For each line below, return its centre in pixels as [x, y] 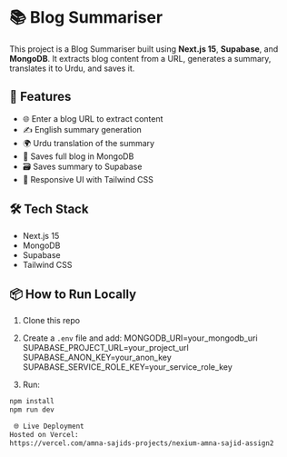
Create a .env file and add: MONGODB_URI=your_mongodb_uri [140, 338]
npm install [32, 402]
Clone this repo [51, 321]
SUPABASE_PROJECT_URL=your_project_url [105, 348]
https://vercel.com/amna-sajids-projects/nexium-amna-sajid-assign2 [142, 443]
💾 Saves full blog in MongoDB [78, 156]
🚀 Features [40, 97]
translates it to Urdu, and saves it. [72, 68]
